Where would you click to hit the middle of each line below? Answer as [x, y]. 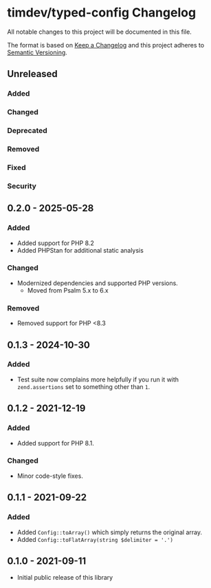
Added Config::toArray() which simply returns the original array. [110, 532]
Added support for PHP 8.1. [55, 443]
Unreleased [33, 74]
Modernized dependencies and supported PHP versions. [98, 283]
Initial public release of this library [65, 578]
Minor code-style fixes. [50, 476]
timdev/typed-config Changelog [102, 13]
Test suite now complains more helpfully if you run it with [98, 379]
